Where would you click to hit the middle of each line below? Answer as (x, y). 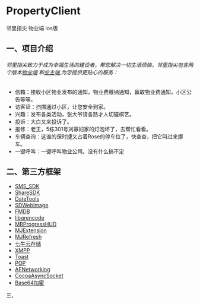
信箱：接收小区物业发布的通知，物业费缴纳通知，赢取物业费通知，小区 (101, 92)
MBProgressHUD (36, 224)
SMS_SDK (27, 186)
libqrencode (29, 218)
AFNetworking (32, 270)
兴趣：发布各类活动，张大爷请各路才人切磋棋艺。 (74, 114)
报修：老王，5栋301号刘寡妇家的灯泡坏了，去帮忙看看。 (83, 129)
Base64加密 (29, 283)
